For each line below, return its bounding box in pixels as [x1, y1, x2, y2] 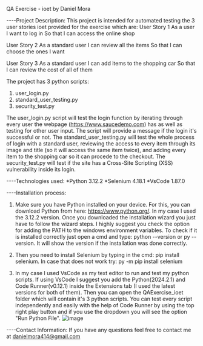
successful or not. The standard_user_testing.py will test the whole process [6, 133, 195, 141]
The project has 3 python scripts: [6, 78, 89, 85]
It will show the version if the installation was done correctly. [36, 239, 188, 247]
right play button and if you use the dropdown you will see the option [15, 308, 187, 315]
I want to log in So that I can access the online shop [6, 30, 135, 37]
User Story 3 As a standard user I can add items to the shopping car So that [6, 60, 196, 67]
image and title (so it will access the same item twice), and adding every [6, 147, 187, 153]
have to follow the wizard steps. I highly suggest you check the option [15, 221, 190, 227]
